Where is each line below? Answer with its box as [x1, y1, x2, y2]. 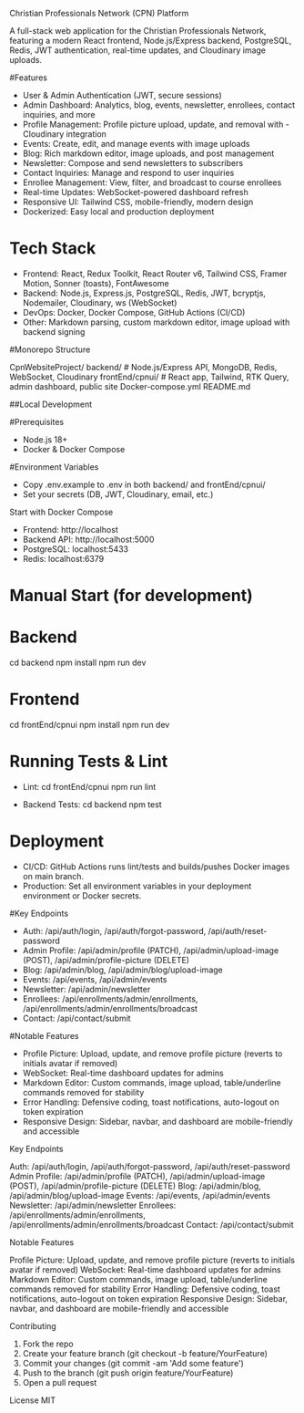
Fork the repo [22, 1338, 75, 1349]
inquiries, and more [22, 109, 96, 119]
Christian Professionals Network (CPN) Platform [9, 8, 189, 18]
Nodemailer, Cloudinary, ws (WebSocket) [22, 296, 177, 308]
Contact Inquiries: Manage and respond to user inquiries [22, 168, 235, 178]
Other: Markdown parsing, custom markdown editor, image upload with [22, 317, 290, 327]
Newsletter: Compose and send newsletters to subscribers [22, 158, 244, 168]
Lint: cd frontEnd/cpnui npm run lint [22, 781, 157, 792]
